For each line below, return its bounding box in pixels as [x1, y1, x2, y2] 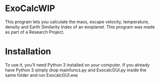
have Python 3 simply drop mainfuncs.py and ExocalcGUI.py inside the [5, 67, 147, 73]
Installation [5, 46, 51, 57]
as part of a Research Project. [5, 29, 64, 35]
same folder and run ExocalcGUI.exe [5, 72, 79, 78]
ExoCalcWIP [5, 3, 55, 14]
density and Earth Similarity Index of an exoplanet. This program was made [5, 24, 155, 29]
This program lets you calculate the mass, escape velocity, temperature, [5, 19, 149, 25]
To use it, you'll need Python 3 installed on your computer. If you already [5, 62, 150, 68]
